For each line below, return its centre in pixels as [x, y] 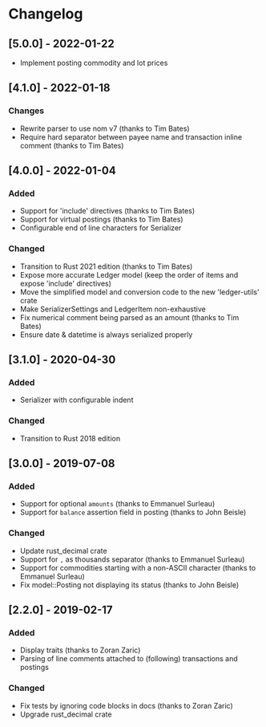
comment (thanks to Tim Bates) [72, 145]
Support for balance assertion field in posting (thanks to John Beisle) [133, 512]
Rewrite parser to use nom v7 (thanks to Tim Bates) [105, 128]
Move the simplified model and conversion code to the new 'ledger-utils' [139, 292]
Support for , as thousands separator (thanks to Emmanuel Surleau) [132, 559]
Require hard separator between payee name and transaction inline [131, 136]
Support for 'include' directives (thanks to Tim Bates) [107, 211]
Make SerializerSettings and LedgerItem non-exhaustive [113, 309]
